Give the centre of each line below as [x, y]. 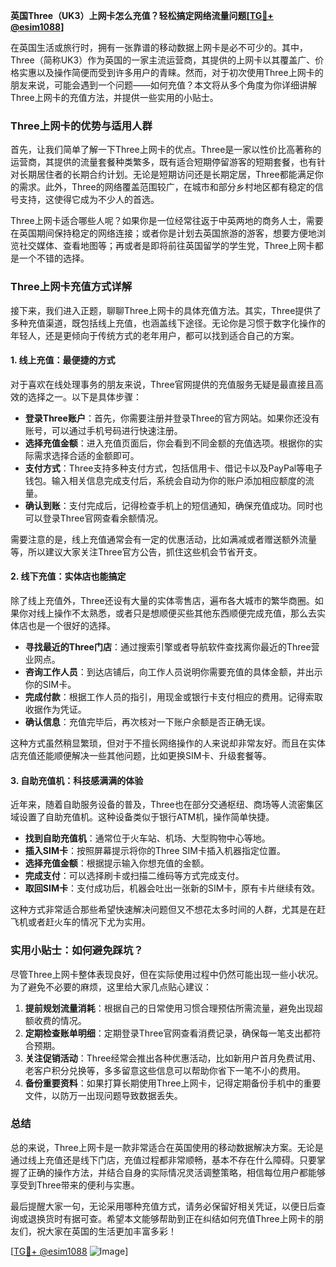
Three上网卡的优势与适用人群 [81, 126]
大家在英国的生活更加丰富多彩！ [110, 1231]
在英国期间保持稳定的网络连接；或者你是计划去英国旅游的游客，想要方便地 [163, 233]
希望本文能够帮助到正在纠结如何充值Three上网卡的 [210, 1218]
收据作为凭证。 [55, 709]
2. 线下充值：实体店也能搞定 [68, 576]
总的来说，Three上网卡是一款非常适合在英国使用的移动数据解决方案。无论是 [167, 1147]
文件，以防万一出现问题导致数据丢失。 [103, 1095]
